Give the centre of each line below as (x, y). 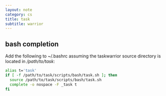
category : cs (19, 14)
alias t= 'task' (21, 70)
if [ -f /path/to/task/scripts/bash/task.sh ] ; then (61, 75)
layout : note (19, 10)
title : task (17, 19)
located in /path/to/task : (30, 61)
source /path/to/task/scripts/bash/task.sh (55, 80)
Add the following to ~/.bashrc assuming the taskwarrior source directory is (83, 56)
